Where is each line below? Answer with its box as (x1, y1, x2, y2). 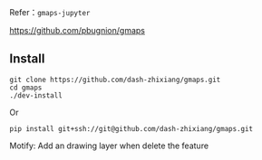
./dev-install (9, 90, 63, 100)
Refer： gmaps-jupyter (9, 7, 91, 17)
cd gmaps (9, 83, 43, 92)
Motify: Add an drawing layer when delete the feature (9, 140, 209, 151)
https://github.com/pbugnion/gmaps (9, 25, 145, 35)
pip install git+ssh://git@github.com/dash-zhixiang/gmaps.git (9, 124, 254, 133)
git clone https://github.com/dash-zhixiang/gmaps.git (9, 75, 221, 84)
